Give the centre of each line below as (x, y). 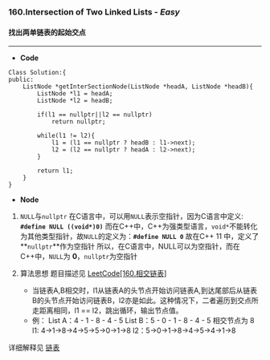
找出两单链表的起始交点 (47, 32)
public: (21, 80)
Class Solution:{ (37, 73)
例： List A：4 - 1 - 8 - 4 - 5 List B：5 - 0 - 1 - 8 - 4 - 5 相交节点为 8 (143, 321)
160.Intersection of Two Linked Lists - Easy (94, 12)
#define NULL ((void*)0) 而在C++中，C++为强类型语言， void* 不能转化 (139, 226)
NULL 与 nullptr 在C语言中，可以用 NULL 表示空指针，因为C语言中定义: (131, 216)
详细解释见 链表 (34, 348)
